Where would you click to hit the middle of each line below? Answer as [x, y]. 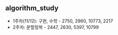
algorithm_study [32, 8]
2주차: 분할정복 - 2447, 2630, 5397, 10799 [56, 27]
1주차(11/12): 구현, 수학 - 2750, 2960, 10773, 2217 [63, 21]
